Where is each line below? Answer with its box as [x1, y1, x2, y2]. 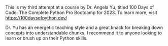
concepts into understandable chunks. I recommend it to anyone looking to [5, 30, 162, 35]
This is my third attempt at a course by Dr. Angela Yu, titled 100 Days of [5, 4, 154, 10]
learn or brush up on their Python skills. [5, 35, 88, 41]
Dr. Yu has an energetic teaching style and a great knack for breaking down [5, 24, 163, 30]
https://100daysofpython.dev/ [5, 15, 68, 20]
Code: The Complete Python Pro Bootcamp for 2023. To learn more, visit [5, 9, 157, 15]
